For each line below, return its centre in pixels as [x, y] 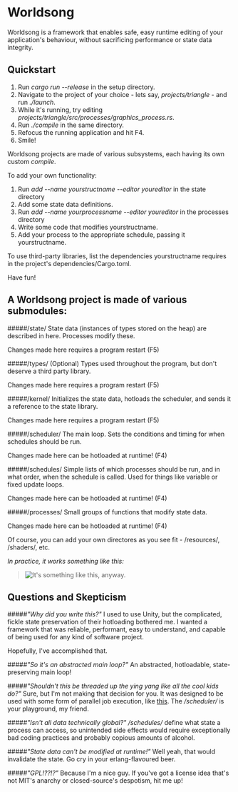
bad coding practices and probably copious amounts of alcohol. [101, 738]
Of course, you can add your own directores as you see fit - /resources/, [114, 539]
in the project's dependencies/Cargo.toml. [69, 263]
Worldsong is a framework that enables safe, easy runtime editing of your [115, 32]
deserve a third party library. [49, 371]
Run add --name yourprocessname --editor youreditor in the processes [123, 212]
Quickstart [32, 70]
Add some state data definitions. [66, 204]
